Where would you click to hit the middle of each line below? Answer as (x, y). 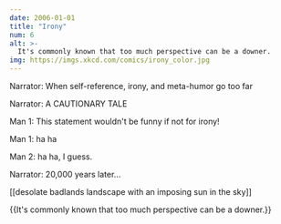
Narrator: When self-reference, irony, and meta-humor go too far (131, 86)
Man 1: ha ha (33, 139)
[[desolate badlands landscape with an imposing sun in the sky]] (131, 192)
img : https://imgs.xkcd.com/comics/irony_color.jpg (109, 60)
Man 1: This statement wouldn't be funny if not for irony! (115, 121)
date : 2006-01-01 (42, 18)
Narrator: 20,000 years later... (65, 174)
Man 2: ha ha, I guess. (51, 157)
